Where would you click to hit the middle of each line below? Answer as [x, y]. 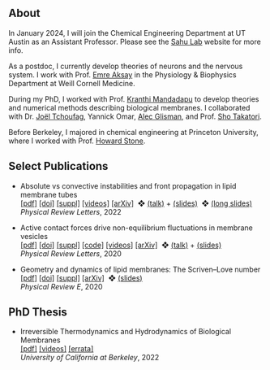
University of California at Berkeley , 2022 [90, 358]
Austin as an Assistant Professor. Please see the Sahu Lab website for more [135, 41]
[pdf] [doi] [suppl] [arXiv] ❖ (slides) [81, 278]
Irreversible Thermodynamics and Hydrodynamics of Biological [126, 332]
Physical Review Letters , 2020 [71, 253]
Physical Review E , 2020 [61, 286]
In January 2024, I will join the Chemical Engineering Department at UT [127, 33]
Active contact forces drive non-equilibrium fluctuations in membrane [136, 228]
